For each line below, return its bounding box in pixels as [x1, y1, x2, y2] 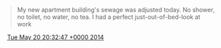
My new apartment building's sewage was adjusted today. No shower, [16, 6, 215, 14]
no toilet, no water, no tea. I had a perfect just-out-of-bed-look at [16, 13, 200, 21]
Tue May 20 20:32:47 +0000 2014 [6, 33, 104, 41]
